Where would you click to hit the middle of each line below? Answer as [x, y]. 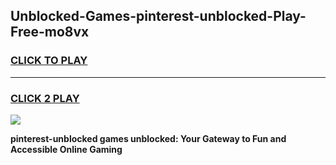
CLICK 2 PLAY [45, 98]
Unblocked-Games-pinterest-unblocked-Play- [158, 16]
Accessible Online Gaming [66, 149]
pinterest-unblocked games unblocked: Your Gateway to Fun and [148, 138]
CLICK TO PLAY [49, 61]
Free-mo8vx [50, 32]
